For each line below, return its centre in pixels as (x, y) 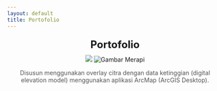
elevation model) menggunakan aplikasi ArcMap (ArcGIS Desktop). (115, 80)
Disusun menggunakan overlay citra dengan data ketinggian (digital (115, 73)
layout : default (30, 13)
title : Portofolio (33, 20)
